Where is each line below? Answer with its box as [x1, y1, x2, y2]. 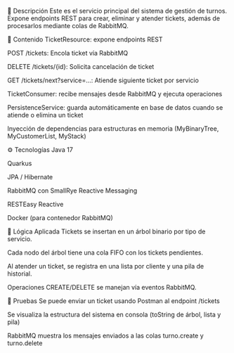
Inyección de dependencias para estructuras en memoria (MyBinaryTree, [7, 124, 219, 133]
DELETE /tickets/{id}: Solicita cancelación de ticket [7, 63, 155, 70]
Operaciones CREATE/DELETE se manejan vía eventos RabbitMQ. [7, 283, 197, 291]
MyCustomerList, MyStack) [7, 132, 86, 140]
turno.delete [7, 339, 43, 347]
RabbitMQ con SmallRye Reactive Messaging [7, 186, 138, 195]
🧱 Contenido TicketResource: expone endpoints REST [7, 35, 163, 44]
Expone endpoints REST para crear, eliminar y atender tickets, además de [7, 14, 220, 23]
